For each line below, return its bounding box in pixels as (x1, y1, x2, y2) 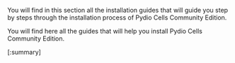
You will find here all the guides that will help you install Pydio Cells (7, 27, 203, 35)
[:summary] (7, 48, 41, 56)
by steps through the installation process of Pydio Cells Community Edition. (7, 13, 227, 22)
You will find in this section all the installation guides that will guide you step (7, 6, 229, 14)
